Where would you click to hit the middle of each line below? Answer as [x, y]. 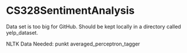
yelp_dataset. [22, 32]
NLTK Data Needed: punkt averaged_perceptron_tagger [73, 44]
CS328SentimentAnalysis [70, 11]
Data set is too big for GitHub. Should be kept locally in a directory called [93, 26]
